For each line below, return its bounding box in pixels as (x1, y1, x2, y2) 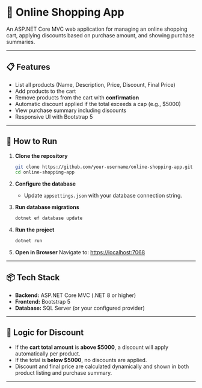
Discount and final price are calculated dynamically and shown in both (14, 363, 189, 370)
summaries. (6, 38, 35, 45)
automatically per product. (14, 349, 81, 357)
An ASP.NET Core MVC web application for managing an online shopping (6, 25, 188, 33)
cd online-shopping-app (14, 169, 75, 175)
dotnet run (14, 238, 43, 244)
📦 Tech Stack (6, 272, 60, 283)
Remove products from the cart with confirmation (14, 93, 139, 101)
